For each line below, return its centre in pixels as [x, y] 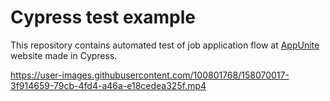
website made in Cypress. [64, 55]
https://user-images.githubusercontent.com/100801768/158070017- [150, 75]
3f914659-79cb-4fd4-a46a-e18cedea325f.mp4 [108, 85]
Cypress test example [103, 17]
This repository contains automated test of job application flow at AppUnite [165, 45]
